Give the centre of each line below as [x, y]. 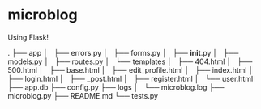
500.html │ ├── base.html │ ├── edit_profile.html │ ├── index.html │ [130, 69]
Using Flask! [28, 37]
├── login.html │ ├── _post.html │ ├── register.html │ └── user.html [130, 78]
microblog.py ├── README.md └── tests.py [83, 95]
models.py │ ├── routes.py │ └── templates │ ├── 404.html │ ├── [130, 61]
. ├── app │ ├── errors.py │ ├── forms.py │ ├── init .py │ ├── [123, 52]
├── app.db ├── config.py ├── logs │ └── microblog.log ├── [116, 87]
